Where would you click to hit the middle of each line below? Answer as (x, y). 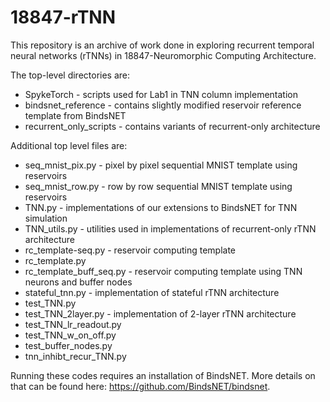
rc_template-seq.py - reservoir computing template (130, 250)
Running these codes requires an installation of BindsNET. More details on (163, 375)
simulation (46, 218)
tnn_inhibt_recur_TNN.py (75, 356)
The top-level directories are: (70, 75)
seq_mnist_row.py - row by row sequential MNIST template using (158, 186)
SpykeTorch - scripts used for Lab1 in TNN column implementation (161, 94)
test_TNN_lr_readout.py (73, 324)
